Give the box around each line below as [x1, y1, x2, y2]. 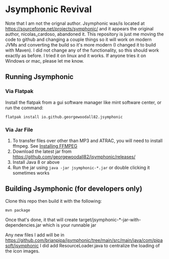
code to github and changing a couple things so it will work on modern [5, 36, 152, 42]
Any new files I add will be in [5, 232, 65, 238]
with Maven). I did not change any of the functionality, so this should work [5, 47, 159, 53]
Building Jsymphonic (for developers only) [5, 185, 143, 193]
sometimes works [12, 169, 49, 176]
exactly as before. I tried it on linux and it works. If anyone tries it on [5, 52, 146, 59]
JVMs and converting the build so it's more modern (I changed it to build [5, 41, 156, 48]
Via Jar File [5, 126, 33, 133]
